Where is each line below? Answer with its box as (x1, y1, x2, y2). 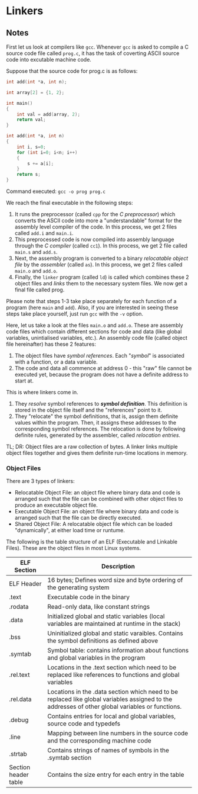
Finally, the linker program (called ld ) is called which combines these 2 (14, 274, 190, 281)
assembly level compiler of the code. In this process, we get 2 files (14, 223, 177, 230)
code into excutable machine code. (6, 56, 91, 63)
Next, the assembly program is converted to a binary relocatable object (14, 255, 189, 262)
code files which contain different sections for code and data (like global (6, 328, 182, 335)
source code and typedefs (47, 719, 121, 728)
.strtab (9, 750, 28, 758)
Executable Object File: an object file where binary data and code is (14, 508, 179, 515)
